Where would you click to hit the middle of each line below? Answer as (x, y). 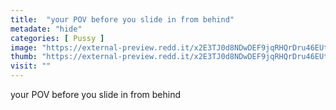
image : (24, 47)
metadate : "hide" (46, 29)
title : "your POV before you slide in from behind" (122, 19)
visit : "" (31, 66)
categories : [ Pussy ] (57, 38)
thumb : (24, 57)
